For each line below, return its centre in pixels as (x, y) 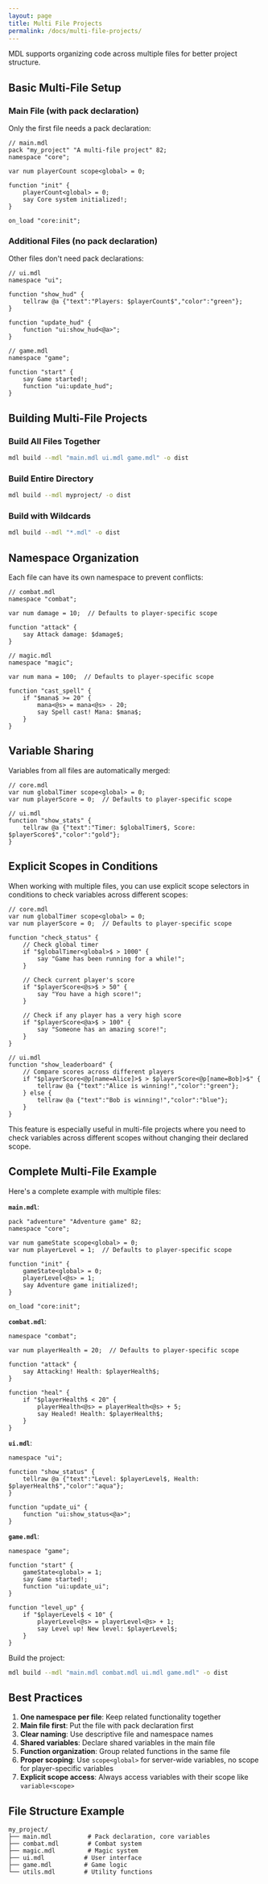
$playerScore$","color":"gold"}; (64, 835)
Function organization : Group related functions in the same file (125, 1752)
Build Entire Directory (51, 479)
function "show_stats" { (50, 820)
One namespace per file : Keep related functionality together (120, 1717)
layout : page (30, 16)
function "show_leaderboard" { (61, 1065)
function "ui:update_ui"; (66, 1586)
